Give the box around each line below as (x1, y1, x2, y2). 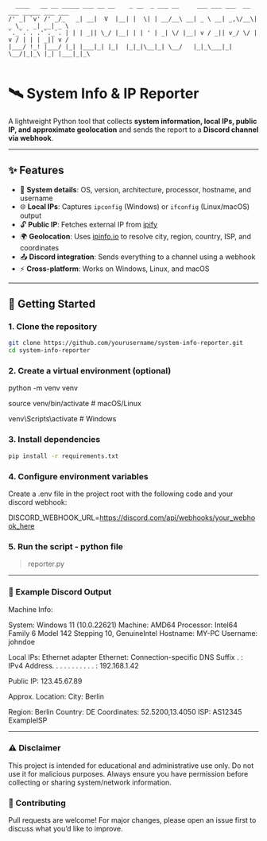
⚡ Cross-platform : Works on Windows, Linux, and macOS (19, 264, 210, 273)
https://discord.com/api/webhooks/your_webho (99, 513, 256, 522)
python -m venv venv (8, 383, 78, 393)
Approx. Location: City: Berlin (8, 692, 105, 701)
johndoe (8, 637, 36, 646)
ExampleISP (8, 715, 48, 725)
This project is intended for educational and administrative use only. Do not (8, 761, 254, 770)
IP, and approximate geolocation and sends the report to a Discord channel (8, 125, 259, 134)
